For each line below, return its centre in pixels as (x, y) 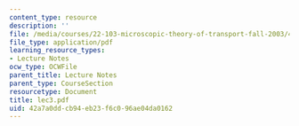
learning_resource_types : (57, 51)
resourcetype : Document (53, 91)
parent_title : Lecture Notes (63, 75)
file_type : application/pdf (61, 42)
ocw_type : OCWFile (43, 67)
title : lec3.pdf (39, 100)
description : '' (39, 26)
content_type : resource (53, 17)
